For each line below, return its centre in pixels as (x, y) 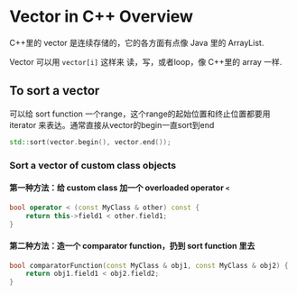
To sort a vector (55, 91)
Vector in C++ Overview (102, 17)
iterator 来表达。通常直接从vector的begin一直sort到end (112, 124)
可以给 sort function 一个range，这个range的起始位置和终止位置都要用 (140, 114)
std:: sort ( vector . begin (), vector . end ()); (90, 142)
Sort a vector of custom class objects (93, 165)
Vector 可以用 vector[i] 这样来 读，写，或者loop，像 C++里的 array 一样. (146, 61)
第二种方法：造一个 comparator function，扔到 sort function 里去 (132, 245)
